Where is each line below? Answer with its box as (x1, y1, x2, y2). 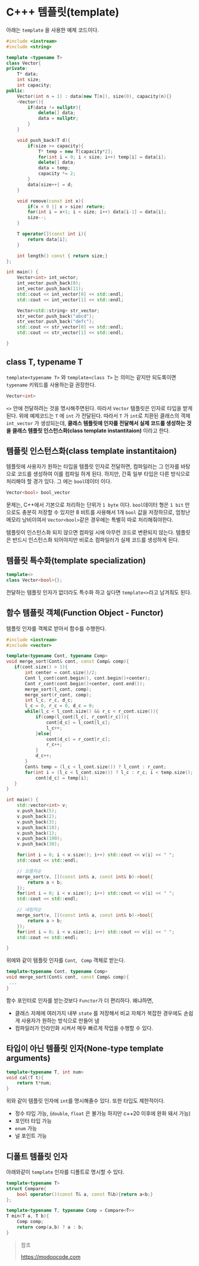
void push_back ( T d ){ (17, 137, 70, 143)
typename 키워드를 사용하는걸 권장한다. (6, 381, 97, 388)
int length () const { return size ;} (17, 253, 108, 259)
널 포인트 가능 (14, 1132, 47, 1140)
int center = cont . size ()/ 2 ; (24, 670, 97, 676)
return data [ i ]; (27, 236, 68, 242)
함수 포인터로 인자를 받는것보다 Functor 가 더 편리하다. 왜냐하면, (6, 996, 154, 1004)
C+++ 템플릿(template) (6, 5, 120, 19)
